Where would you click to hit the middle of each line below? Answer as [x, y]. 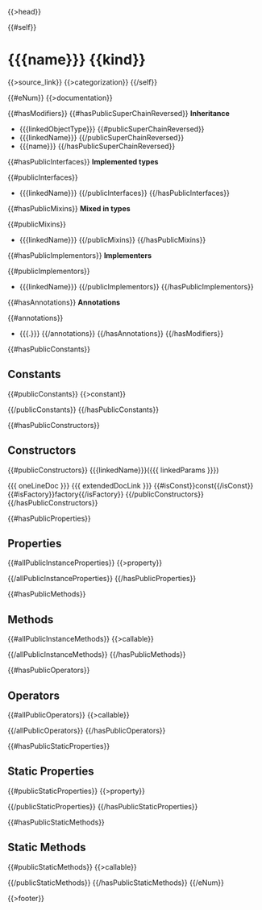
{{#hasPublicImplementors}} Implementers [80, 255]
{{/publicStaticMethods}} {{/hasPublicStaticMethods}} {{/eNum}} [116, 883]
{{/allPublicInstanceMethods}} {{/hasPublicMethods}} [97, 654]
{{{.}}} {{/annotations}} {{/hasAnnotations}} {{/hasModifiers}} [121, 333]
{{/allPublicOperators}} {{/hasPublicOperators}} [87, 730]
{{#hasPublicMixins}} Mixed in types [69, 208]
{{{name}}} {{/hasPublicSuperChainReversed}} [97, 146]
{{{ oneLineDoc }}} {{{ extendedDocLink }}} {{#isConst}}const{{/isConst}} [131, 485]
